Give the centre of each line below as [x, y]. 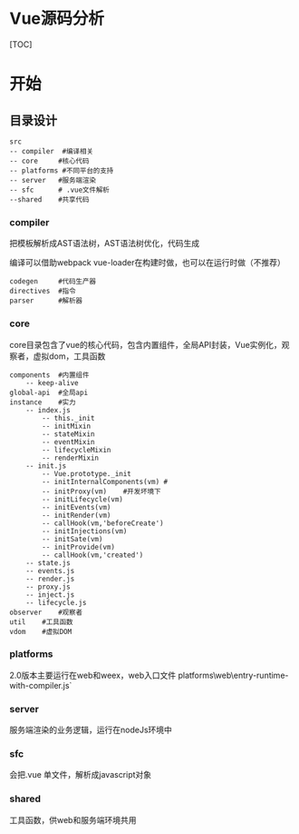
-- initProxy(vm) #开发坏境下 [101, 491]
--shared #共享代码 [49, 199]
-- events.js [50, 571]
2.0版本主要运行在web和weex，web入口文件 [93, 675]
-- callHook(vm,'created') [93, 555]
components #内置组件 [49, 375]
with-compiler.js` [41, 685]
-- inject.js [50, 595]
